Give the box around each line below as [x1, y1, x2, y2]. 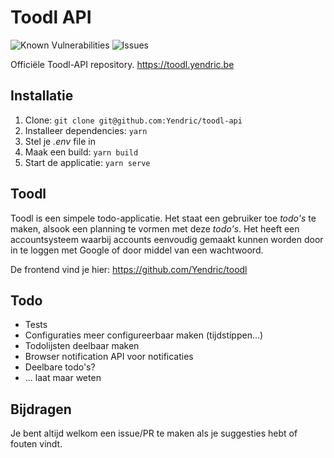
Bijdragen [10, 401, 72, 418]
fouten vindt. [10, 438, 63, 450]
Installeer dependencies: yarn [24, 124, 148, 136]
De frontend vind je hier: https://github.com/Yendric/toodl [10, 263, 248, 275]
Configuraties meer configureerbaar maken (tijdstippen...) [24, 329, 264, 341]
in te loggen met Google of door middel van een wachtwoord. [10, 244, 264, 256]
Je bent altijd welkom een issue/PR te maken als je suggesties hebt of [10, 427, 298, 440]
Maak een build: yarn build [24, 146, 139, 158]
